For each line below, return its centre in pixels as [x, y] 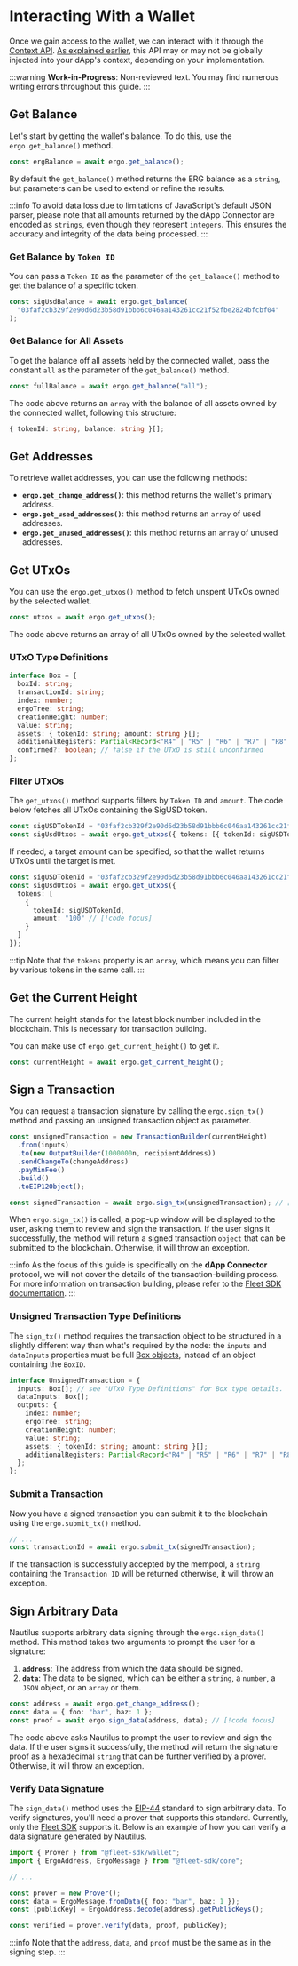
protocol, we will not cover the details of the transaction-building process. [144, 1275]
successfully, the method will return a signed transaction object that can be [147, 1238]
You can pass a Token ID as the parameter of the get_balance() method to [145, 276]
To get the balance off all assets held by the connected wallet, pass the [139, 360]
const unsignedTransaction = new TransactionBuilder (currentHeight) [138, 1137]
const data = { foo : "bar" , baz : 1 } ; [81, 1712]
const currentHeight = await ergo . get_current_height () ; [117, 1062]
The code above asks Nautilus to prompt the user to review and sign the [141, 1737]
